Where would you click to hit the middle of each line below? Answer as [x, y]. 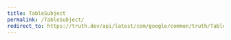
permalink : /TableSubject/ [46, 20]
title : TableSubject [37, 13]
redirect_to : [26, 26]
